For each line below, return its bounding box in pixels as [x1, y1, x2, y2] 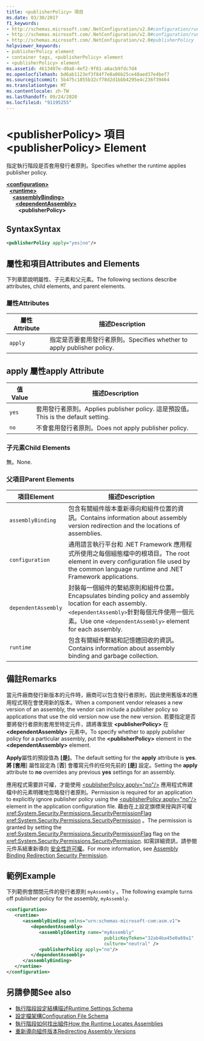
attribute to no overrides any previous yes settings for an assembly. [6, 768, 176, 776]
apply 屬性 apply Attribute [6, 366, 104, 376]
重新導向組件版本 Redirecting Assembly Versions [15, 1027, 136, 1035]
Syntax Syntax [6, 223, 61, 234]
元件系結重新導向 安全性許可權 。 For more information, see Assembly [6, 844, 178, 852]
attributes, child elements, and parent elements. [6, 282, 126, 290]
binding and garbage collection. [68, 651, 159, 660]
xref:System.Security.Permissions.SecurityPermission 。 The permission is [6, 816, 192, 824]
